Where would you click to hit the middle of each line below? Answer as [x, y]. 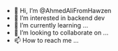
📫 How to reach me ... [46, 40]
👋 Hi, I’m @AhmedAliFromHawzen [62, 11]
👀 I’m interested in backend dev [59, 18]
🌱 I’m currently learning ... [51, 25]
